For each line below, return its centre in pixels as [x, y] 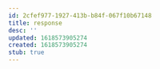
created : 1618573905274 [48, 45]
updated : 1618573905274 [48, 38]
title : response [35, 23]
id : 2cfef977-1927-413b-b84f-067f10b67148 [80, 15]
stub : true [26, 52]
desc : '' [23, 30]
